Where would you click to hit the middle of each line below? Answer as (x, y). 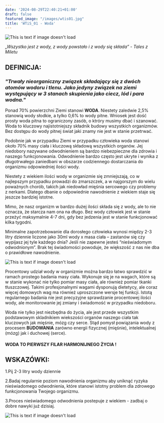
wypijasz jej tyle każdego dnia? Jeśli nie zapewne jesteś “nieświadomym (78, 242)
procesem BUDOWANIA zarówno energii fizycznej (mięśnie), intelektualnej (81, 328)
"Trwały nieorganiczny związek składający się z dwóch (73, 81)
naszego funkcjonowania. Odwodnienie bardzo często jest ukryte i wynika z (82, 156)
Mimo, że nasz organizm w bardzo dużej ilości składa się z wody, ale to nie (81, 206)
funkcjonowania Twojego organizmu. (42, 391)
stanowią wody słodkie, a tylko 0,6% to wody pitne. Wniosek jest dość (76, 115)
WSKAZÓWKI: (27, 360)
